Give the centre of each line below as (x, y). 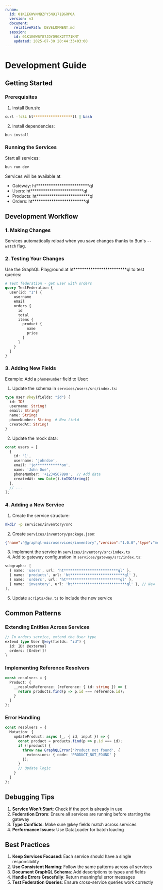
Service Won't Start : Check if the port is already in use (67, 809)
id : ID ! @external (28, 646)
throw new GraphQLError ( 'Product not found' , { (71, 750)
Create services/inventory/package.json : (54, 534)
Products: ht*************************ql (53, 196)
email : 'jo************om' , (42, 465)
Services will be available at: (33, 176)
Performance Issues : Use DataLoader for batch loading (68, 829)
